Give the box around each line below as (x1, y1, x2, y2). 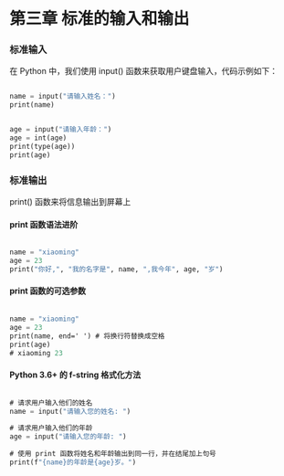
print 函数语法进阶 (9, 218, 79, 229)
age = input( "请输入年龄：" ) (9, 125, 112, 134)
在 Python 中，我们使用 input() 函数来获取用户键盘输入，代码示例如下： (9, 66, 279, 77)
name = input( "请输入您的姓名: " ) (9, 407, 131, 416)
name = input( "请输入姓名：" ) (9, 92, 116, 101)
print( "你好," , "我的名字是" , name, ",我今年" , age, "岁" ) (9, 264, 224, 274)
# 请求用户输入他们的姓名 (9, 398, 93, 407)
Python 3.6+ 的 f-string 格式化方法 (9, 369, 142, 380)
